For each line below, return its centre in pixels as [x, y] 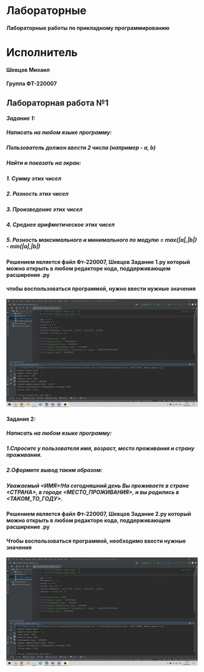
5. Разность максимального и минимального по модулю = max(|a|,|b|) [102, 240]
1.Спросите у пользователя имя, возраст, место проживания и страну [100, 448]
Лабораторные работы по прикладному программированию [88, 27]
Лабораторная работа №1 [58, 103]
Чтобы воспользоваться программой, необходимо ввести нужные [96, 541]
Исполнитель [42, 52]
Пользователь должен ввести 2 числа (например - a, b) [81, 148]
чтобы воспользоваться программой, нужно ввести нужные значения [101, 289]
